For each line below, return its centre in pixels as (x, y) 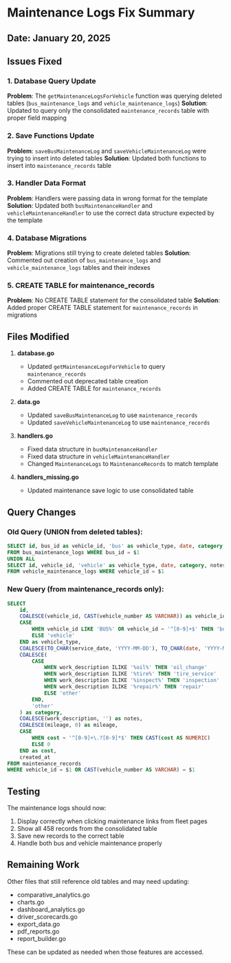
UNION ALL (21, 559)
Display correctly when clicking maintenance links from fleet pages (112, 821)
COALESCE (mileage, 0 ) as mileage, (69, 725)
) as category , (41, 712)
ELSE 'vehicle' (54, 635)
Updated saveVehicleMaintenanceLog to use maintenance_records (119, 423)
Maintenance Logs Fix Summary (101, 13)
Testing (24, 791)
